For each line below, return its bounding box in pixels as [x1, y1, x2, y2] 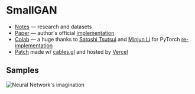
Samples [6, 66, 40, 76]
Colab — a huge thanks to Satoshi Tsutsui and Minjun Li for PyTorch [14, 35, 180, 43]
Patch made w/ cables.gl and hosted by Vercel [14, 48, 128, 55]
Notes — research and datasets [14, 23, 92, 30]
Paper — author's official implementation [14, 29, 115, 36]
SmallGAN [6, 4, 57, 17]
